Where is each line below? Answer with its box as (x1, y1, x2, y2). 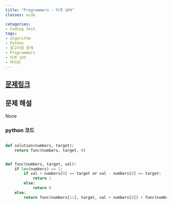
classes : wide (5, 12, 36, 17)
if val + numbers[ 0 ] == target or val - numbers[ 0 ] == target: (24, 171, 161, 176)
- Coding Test (5, 26, 36, 31)
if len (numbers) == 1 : (14, 166, 63, 172)
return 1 (32, 176, 52, 181)
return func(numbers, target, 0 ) (14, 148, 86, 153)
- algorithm (5, 36, 31, 41)
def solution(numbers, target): (5, 143, 74, 148)
